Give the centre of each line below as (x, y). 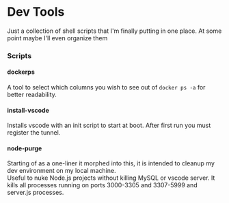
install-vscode (28, 110)
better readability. (32, 95)
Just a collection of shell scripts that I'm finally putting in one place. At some (114, 31)
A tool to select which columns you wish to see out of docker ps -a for (106, 87)
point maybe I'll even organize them (57, 38)
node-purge (25, 148)
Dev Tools (36, 12)
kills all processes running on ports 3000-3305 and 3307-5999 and (102, 185)
